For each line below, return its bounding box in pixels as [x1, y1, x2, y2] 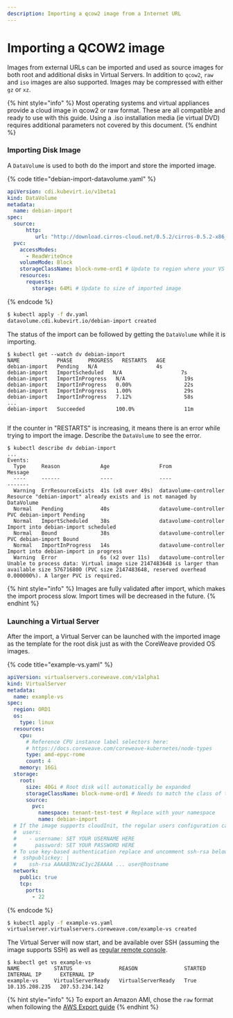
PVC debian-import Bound [7, 535, 79, 542]
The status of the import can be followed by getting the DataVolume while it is [7, 330, 226, 338]
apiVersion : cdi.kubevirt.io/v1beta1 [7, 188, 116, 195]
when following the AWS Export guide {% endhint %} [7, 1003, 159, 1011]
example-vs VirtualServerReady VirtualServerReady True [7, 977, 197, 985]
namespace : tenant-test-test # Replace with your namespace [37, 810, 216, 817]
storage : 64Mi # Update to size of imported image [32, 285, 182, 292]
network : [13, 867, 39, 875]
